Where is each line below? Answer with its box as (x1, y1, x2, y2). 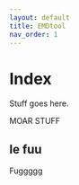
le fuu (9, 141, 42, 157)
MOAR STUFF (9, 116, 61, 127)
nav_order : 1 (9, 30, 58, 39)
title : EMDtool (9, 22, 66, 31)
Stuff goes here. (9, 98, 69, 109)
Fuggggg (9, 165, 43, 176)
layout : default (9, 13, 70, 22)
